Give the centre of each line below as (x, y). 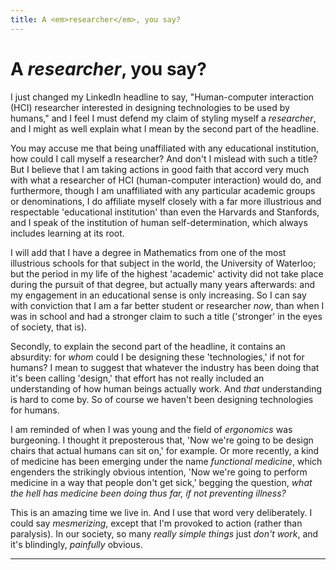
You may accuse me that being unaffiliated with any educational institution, (165, 148)
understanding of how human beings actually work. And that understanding (166, 388)
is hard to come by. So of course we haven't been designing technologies (162, 399)
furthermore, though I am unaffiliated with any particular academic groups (163, 190)
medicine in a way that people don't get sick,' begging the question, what (161, 482)
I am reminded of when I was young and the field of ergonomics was (151, 429)
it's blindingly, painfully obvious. (76, 544)
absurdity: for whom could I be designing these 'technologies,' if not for (157, 357)
